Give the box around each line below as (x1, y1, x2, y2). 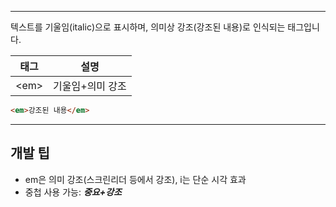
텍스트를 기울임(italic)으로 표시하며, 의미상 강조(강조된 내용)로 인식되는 (10, 21, 286, 33)
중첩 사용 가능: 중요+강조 (24, 186, 122, 198)
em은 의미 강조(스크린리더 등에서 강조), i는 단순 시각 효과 (24, 173, 247, 185)
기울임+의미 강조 (53, 79, 127, 93)
